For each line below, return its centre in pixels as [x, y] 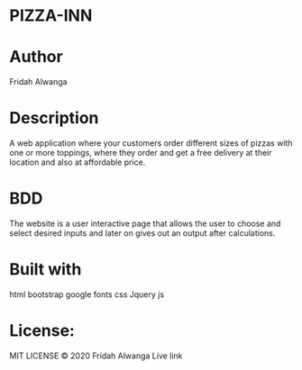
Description [54, 118]
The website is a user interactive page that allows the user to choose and [145, 223]
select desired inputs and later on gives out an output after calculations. [142, 233]
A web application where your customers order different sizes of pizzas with [151, 143]
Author [36, 57]
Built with [46, 270]
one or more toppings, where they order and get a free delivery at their [141, 153]
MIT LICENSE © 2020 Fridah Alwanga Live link [96, 356]
